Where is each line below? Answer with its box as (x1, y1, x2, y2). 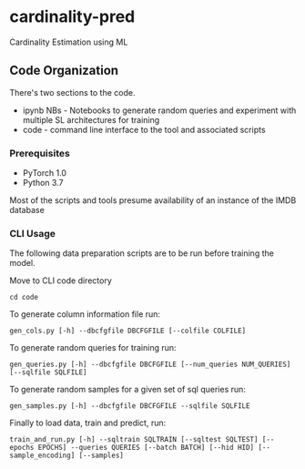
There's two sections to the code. (9, 87, 136, 97)
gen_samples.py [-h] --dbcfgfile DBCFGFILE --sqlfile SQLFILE (9, 402, 250, 411)
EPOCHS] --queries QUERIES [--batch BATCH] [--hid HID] (37, 444, 255, 453)
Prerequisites (9, 147, 70, 159)
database (9, 205, 46, 216)
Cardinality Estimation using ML (9, 36, 128, 47)
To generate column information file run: (9, 309, 161, 320)
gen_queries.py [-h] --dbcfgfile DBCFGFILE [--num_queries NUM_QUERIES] (9, 360, 291, 370)
